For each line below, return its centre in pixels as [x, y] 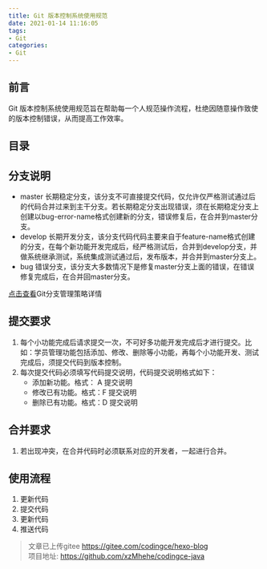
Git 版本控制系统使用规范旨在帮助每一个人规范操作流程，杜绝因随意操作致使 [133, 108]
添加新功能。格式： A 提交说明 [82, 382]
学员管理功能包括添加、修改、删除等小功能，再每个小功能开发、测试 [146, 352]
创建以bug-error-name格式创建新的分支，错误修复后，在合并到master [135, 216]
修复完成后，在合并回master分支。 [77, 276]
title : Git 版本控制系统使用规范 [58, 16]
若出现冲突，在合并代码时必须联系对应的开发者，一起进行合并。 [125, 450]
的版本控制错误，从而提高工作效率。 [68, 118]
